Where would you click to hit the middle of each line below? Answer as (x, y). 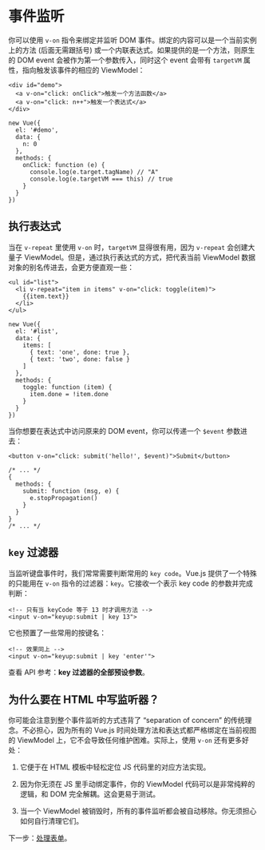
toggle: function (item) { (67, 387)
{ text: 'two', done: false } (79, 359)
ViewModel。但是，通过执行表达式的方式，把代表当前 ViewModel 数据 (139, 257)
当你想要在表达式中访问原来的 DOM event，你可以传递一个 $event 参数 (125, 431)
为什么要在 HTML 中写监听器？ (84, 699)
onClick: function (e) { (64, 165)
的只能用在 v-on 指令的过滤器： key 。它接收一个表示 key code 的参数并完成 (131, 583)
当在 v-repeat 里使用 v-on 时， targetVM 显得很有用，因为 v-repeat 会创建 (129, 247)
